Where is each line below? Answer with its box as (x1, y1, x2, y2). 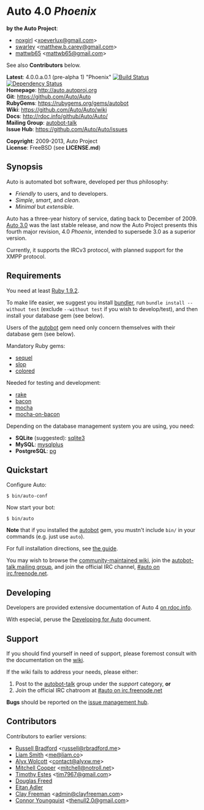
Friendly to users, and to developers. (15, 190, 108, 197)
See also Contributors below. (6, 61, 81, 69)
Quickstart (6, 465, 48, 475)
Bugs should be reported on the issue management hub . (6, 698, 149, 706)
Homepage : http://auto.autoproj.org (6, 86, 97, 93)
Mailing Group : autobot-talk (6, 118, 77, 126)
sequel (15, 354, 32, 361)
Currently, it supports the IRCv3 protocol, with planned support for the (6, 246, 184, 253)
